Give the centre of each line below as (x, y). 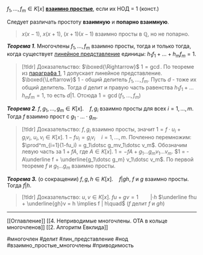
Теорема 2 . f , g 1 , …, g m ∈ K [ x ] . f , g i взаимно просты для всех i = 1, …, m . (100, 109)
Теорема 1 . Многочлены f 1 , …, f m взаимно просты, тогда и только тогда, (99, 46)
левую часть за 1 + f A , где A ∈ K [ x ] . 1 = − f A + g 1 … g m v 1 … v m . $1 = (103, 152)
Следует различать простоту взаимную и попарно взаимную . (88, 22)
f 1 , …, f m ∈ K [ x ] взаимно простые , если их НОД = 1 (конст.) (83, 10)
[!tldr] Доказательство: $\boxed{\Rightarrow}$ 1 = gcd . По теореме (108, 67)
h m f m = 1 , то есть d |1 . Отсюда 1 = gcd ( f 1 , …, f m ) (81, 96)
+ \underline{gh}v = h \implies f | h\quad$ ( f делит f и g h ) (93, 203)
